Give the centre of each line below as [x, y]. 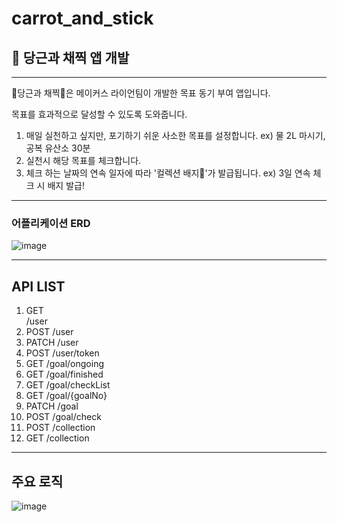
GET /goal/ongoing [64, 364]
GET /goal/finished [64, 374]
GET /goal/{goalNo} [66, 396]
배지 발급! [66, 185]
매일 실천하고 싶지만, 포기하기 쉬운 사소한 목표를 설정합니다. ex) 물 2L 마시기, [175, 135]
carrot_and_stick [82, 18]
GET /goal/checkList [68, 385]
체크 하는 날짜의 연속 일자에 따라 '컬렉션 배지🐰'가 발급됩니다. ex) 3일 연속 [168, 173]
